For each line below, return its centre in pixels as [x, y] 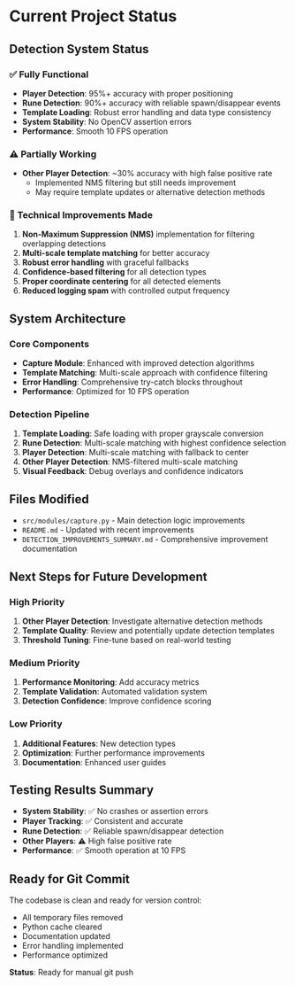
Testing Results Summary [82, 790]
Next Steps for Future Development [108, 576]
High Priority [37, 602]
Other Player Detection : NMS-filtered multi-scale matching [130, 462]
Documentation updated [66, 936]
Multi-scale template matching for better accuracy [116, 253]
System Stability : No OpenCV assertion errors [107, 121]
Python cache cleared [62, 927]
